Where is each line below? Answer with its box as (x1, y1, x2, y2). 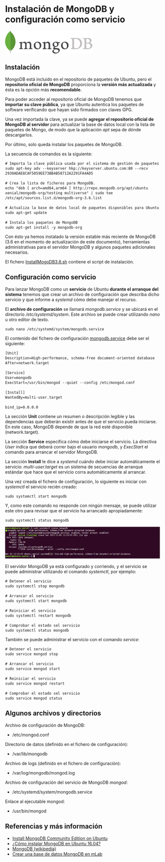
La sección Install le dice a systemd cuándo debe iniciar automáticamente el (5, 458, 160, 464)
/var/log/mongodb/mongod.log (12, 770, 75, 775)
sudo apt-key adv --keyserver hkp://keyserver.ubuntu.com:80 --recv (5, 166, 148, 171)
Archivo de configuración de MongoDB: (5, 722, 85, 728)
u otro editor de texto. (5, 316, 49, 323)
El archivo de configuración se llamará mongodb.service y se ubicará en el (5, 306, 158, 312)
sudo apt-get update (5, 210, 48, 215)
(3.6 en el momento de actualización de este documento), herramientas (5, 238, 150, 244)
